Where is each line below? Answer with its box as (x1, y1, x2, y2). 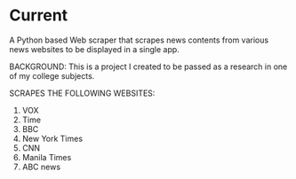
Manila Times (21, 152, 72, 162)
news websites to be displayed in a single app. (9, 43, 180, 54)
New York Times (21, 133, 83, 144)
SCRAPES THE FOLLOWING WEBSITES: (9, 88, 156, 98)
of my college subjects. (9, 70, 95, 81)
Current (9, 5, 68, 26)
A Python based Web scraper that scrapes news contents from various (9, 35, 269, 45)
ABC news (21, 161, 60, 172)
